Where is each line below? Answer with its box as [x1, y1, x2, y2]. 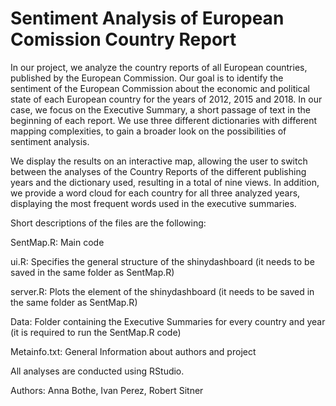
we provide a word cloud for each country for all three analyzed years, [10, 187, 301, 199]
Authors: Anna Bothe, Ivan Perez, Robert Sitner [10, 384, 204, 396]
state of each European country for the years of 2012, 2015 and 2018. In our [10, 93, 323, 105]
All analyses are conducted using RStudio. [10, 365, 185, 377]
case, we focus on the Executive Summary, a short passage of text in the [10, 103, 311, 116]
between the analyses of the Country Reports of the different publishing [10, 165, 307, 177]
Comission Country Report [10, 28, 237, 51]
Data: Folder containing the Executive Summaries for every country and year [10, 315, 326, 327]
